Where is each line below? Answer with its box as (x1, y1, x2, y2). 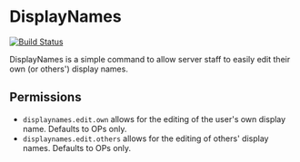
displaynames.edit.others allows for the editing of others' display (22, 133, 269, 144)
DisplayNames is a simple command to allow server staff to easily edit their (9, 53, 291, 64)
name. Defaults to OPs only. (22, 123, 127, 134)
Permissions (9, 90, 82, 105)
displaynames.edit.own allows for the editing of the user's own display (22, 113, 286, 124)
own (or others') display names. (9, 63, 129, 74)
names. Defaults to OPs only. (22, 142, 132, 153)
